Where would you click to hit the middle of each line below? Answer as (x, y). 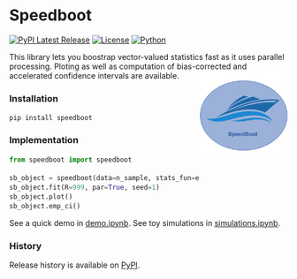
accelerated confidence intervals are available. (94, 75)
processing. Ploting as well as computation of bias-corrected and (128, 66)
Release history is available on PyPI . (75, 265)
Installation (34, 98)
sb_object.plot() (41, 197)
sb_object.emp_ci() (45, 206)
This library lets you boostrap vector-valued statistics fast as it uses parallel (147, 57)
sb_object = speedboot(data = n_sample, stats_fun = (103, 178)
